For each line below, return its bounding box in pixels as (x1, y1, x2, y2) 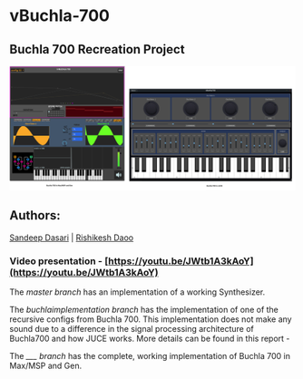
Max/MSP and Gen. (9, 360, 83, 372)
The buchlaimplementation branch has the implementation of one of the (9, 305, 279, 316)
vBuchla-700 (9, 5, 111, 26)
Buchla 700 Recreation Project (9, 42, 185, 57)
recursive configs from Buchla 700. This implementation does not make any (9, 314, 292, 325)
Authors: (9, 208, 61, 223)
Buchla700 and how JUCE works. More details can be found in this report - (9, 333, 290, 345)
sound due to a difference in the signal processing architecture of (9, 324, 254, 335)
